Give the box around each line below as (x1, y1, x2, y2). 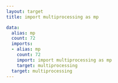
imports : (11, 41, 33, 47)
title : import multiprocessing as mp (6, 14, 99, 20)
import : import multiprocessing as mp (17, 57, 112, 63)
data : (6, 25, 19, 30)
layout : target (6, 8, 44, 15)
